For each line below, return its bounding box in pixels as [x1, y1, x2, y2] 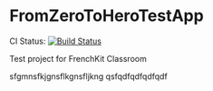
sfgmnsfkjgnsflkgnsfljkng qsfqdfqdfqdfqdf [9, 70, 168, 82]
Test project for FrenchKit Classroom [9, 53, 147, 64]
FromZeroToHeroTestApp [9, 5, 204, 26]
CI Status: [9, 35, 46, 46]
